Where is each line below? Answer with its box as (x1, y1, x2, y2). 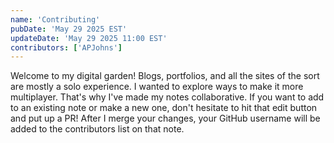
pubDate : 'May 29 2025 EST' (10, 24, 128, 34)
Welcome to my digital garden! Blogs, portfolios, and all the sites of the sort (10, 70, 320, 82)
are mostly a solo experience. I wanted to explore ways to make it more (10, 81, 304, 93)
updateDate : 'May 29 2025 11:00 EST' (10, 33, 168, 43)
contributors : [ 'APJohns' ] (10, 42, 123, 53)
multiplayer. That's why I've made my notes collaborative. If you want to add (10, 91, 325, 103)
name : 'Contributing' (10, 14, 101, 25)
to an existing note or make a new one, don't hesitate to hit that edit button (10, 102, 318, 114)
